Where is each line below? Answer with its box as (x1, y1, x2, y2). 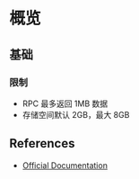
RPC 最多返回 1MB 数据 (22, 98, 109, 109)
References (9, 136, 75, 151)
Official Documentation (22, 159, 108, 171)
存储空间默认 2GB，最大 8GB (22, 109, 130, 120)
